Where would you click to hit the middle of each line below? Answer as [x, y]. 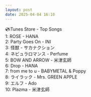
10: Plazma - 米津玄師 [27, 89]
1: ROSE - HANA [22, 36]
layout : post [19, 10]
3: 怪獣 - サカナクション [30, 47]
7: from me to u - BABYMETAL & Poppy [46, 71]
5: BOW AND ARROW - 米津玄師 [38, 60]
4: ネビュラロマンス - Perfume [37, 53]
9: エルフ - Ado [21, 83]
